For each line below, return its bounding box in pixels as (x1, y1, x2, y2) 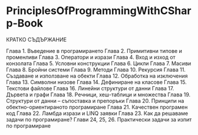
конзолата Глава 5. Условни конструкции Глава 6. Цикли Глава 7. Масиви (6, 60, 192, 67)
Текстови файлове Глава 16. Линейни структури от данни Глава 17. (6, 85, 174, 92)
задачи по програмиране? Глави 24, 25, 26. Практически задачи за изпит (6, 116, 192, 123)
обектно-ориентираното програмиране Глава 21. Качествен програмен (6, 103, 188, 110)
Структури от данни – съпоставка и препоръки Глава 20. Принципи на (6, 97, 184, 104)
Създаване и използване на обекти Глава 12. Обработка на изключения (6, 72, 188, 79)
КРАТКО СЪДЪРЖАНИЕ (6, 36, 67, 43)
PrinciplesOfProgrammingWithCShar (6, 4, 192, 18)
